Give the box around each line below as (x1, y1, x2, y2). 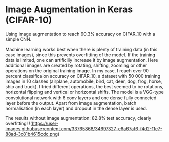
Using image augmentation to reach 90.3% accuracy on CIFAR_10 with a (5, 31, 155, 37)
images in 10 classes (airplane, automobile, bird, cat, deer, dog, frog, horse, (5, 78, 162, 84)
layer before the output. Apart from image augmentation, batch (5, 100, 137, 106)
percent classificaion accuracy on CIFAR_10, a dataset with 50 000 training (5, 73, 161, 79)
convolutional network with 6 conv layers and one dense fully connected (5, 94, 157, 101)
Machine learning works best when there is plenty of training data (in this (5, 46, 158, 52)
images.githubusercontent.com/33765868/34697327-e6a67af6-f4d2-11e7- (5, 125, 163, 132)
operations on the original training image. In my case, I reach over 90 (5, 67, 149, 74)
